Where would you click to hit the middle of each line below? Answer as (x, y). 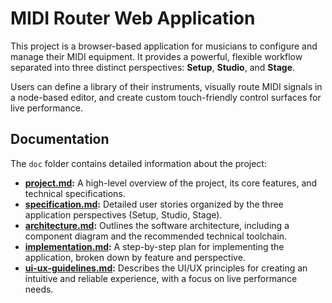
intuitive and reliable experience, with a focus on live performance (161, 278)
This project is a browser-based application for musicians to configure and (164, 46)
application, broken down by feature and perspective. (135, 257)
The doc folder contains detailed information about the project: (138, 163)
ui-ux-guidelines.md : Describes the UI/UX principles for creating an (166, 268)
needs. (39, 289)
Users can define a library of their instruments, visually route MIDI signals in (166, 86)
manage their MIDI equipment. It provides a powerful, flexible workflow (156, 56)
